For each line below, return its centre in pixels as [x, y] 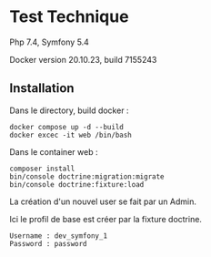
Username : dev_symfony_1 [58, 236]
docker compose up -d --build [67, 127]
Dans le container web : [54, 151]
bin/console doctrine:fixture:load [77, 184]
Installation [42, 88]
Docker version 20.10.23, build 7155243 [83, 59]
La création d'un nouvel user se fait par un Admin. [103, 201]
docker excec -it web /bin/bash [70, 135]
